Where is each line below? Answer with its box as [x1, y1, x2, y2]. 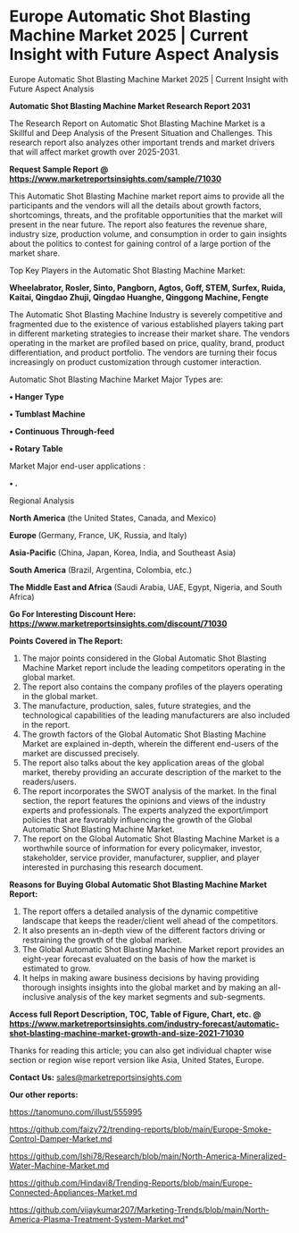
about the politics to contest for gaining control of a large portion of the [9, 238, 271, 249]
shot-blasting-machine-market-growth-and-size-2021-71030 [9, 1027, 245, 1038]
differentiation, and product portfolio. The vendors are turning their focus [9, 347, 278, 358]
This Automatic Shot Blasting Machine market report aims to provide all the [9, 190, 285, 201]
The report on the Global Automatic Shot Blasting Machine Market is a [21, 833, 279, 844]
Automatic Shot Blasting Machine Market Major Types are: [9, 374, 223, 384]
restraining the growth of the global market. [21, 934, 183, 945]
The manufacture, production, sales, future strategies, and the [21, 700, 252, 711]
